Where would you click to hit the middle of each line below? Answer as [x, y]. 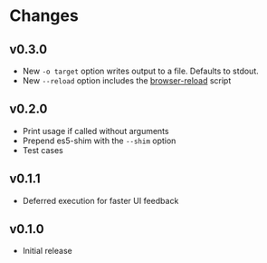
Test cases [43, 150]
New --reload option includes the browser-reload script [127, 81]
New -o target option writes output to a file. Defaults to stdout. [141, 71]
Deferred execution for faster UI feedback [100, 200]
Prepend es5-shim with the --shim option [99, 141]
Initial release [47, 251]
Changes [44, 16]
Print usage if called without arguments [95, 131]
